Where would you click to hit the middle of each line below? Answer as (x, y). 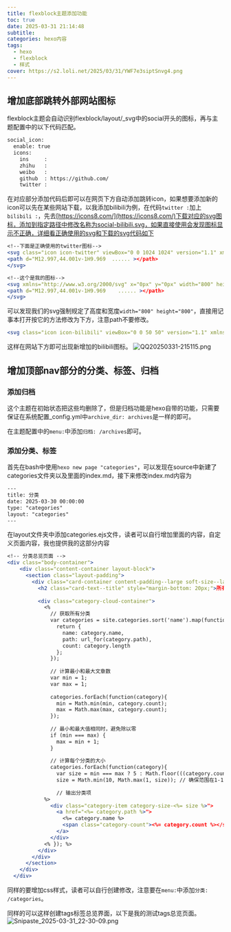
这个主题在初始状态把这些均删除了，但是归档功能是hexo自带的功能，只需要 (113, 408)
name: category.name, (93, 633)
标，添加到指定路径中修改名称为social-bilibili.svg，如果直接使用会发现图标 (112, 225)
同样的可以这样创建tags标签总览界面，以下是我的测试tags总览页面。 (104, 913)
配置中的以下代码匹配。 (46, 127)
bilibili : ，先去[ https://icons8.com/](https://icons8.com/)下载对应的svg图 (114, 216)
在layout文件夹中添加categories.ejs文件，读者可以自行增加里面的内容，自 (111, 534)
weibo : (34, 172)
